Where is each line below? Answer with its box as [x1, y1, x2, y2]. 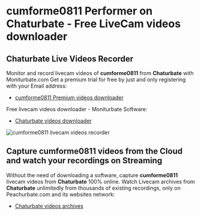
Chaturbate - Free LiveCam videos [6, 17, 181, 31]
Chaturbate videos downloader [14, 117, 92, 124]
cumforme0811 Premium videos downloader [14, 94, 124, 101]
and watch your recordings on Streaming [6, 156, 163, 166]
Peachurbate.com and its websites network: [6, 190, 115, 198]
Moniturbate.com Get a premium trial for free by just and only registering [6, 76, 186, 83]
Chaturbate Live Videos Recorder [6, 53, 134, 64]
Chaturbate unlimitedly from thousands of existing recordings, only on [6, 184, 181, 192]
